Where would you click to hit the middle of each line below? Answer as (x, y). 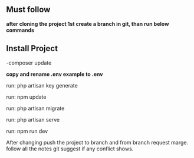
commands (20, 30)
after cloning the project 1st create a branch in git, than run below (88, 23)
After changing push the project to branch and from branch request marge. (97, 142)
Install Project (32, 48)
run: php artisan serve (33, 119)
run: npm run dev (27, 131)
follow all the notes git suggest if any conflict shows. (70, 149)
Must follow (28, 10)
